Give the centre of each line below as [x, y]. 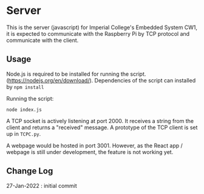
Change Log [30, 171]
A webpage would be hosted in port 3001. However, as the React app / [95, 145]
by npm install [25, 87]
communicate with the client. [42, 40]
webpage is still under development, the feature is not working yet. [90, 152]
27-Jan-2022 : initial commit [42, 186]
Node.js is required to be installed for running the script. [76, 74]
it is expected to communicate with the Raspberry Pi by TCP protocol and [98, 33]
